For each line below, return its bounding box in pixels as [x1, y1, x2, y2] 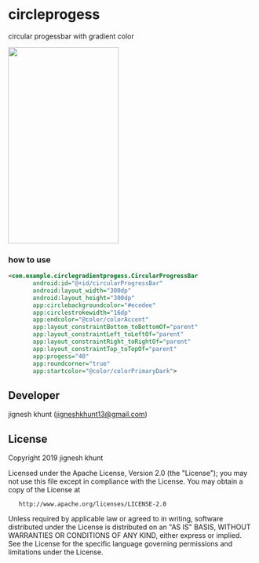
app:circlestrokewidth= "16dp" [32, 309, 132, 316]
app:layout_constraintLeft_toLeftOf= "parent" [32, 331, 184, 338]
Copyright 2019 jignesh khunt [8, 453, 104, 462]
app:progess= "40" [32, 352, 89, 360]
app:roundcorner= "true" [32, 360, 111, 367]
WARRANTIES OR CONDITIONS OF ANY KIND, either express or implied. [8, 531, 242, 540]
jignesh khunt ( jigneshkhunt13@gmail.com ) [8, 410, 148, 419]
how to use [8, 254, 51, 265]
